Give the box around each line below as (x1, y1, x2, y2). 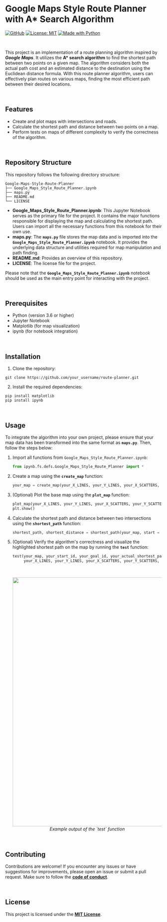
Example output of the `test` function (49, 826, 125, 832)
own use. (12, 229, 31, 234)
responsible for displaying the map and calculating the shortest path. (12, 218, 154, 224)
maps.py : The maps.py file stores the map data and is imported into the (12, 233, 158, 239)
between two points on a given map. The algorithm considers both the (5, 60, 149, 66)
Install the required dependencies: (12, 384, 83, 390)
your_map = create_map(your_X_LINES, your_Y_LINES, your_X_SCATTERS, (12, 482, 160, 488)
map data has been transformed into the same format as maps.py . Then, (5, 440, 152, 446)
